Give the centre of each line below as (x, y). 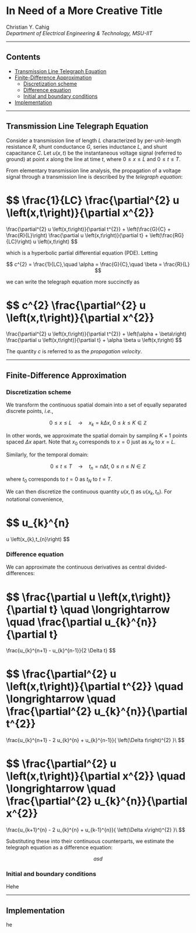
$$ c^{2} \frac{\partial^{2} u (76, 305)
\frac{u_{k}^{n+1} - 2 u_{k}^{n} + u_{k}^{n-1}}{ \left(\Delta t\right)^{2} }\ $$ (95, 740)
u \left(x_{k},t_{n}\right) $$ (38, 539)
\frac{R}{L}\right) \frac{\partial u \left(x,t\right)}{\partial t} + (77, 235)
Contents (23, 57)
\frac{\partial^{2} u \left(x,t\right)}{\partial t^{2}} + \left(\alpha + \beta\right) (96, 334)
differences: (20, 573)
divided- (157, 567)
